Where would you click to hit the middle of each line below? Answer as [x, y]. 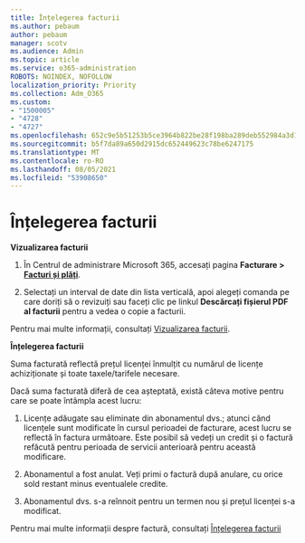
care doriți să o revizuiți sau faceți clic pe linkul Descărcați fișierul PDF [156, 302]
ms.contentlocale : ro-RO [57, 161]
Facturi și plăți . [52, 275]
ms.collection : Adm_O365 [57, 93]
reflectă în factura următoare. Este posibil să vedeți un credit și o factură [158, 438]
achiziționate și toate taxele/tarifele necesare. [95, 374]
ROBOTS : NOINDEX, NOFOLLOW [61, 77]
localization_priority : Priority [73, 85]
